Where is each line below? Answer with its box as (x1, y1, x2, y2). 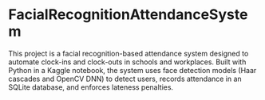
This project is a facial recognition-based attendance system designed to (8, 48, 249, 58)
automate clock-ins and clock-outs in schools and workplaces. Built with (8, 57, 247, 67)
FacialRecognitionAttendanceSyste (8, 6, 248, 24)
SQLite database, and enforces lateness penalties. (8, 82, 174, 92)
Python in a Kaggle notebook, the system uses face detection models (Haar (8, 65, 257, 75)
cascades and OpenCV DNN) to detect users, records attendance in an (8, 74, 242, 83)
